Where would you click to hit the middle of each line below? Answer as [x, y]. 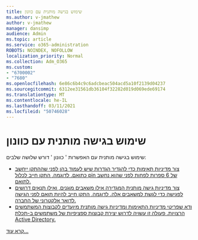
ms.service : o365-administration [47, 45]
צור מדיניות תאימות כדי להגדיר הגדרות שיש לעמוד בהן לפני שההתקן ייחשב [97, 169]
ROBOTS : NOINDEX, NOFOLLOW [39, 51]
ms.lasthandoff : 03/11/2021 [41, 106]
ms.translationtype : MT [36, 95]
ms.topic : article [29, 39]
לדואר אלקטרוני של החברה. [45, 201]
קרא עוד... [17, 231]
